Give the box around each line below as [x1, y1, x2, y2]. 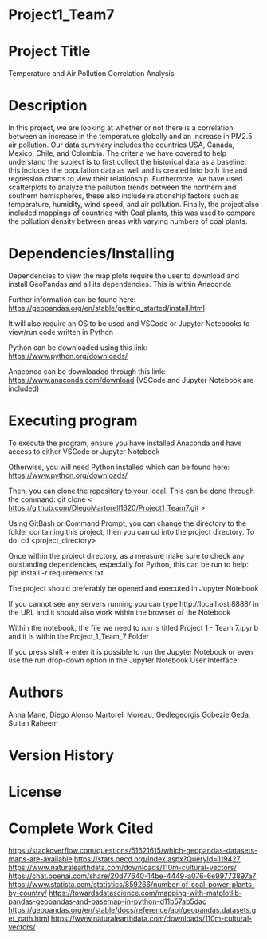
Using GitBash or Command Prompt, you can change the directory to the [8, 518, 247, 528]
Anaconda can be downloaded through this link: [8, 367, 166, 376]
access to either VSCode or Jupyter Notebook [8, 446, 160, 456]
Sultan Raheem [8, 718, 58, 728]
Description [8, 97, 88, 115]
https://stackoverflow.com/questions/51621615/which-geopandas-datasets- [8, 845, 258, 856]
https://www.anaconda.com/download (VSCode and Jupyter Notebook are [8, 376, 254, 384]
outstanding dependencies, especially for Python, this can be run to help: [8, 559, 249, 569]
